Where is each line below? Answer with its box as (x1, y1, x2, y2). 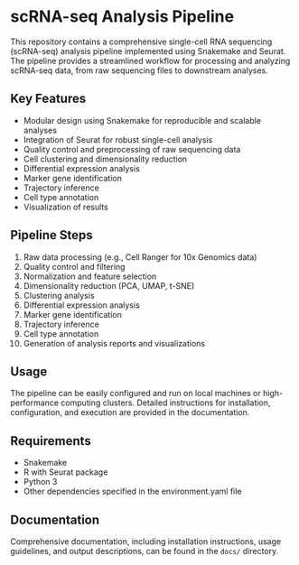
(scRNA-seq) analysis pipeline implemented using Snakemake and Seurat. (10, 45, 286, 56)
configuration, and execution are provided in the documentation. (10, 407, 250, 418)
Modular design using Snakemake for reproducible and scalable (23, 115, 261, 125)
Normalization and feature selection (23, 271, 157, 282)
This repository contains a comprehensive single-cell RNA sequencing (10, 36, 273, 47)
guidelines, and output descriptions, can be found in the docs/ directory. (10, 546, 279, 556)
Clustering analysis (23, 290, 95, 301)
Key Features (10, 91, 87, 107)
